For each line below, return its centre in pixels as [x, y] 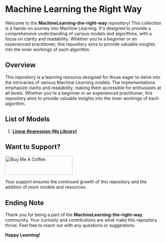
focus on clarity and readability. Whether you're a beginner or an [71, 39]
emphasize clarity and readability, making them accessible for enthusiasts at [83, 88]
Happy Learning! [23, 235]
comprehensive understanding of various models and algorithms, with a [79, 33]
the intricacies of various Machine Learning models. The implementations [80, 82]
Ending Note [25, 203]
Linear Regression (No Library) [45, 131]
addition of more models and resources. [46, 187]
